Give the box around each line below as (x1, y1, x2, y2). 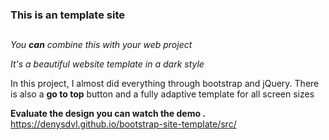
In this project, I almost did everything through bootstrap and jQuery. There (10, 78, 320, 90)
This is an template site (10, 8, 125, 22)
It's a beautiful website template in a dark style (10, 58, 205, 70)
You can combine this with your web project (10, 39, 193, 51)
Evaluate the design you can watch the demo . (10, 108, 207, 120)
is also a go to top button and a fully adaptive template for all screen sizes (10, 88, 315, 100)
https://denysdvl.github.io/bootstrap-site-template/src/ (10, 118, 237, 130)
